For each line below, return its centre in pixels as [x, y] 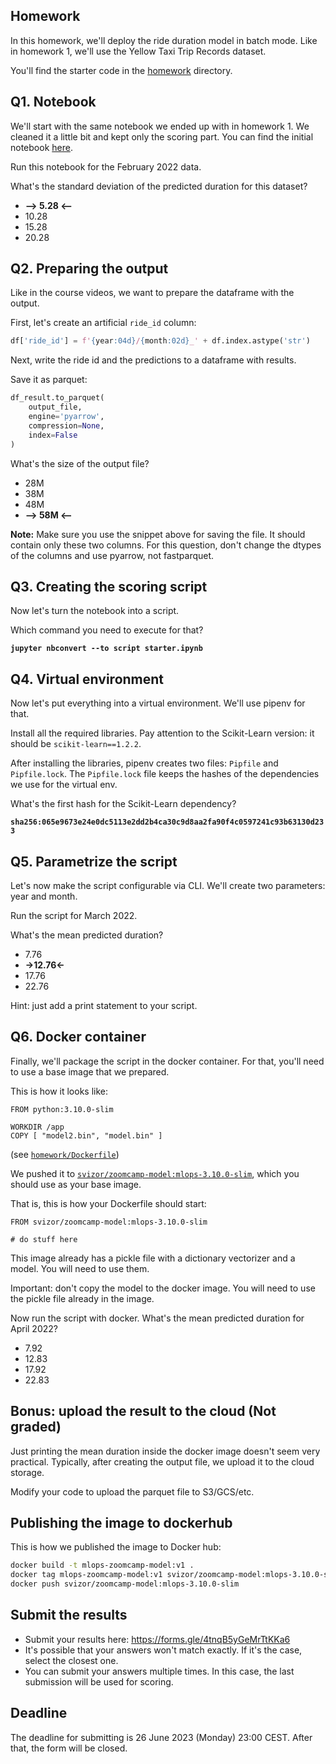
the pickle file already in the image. [82, 1298]
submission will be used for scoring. [99, 1681]
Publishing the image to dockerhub [121, 1523]
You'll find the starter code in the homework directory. [121, 70]
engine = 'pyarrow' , [66, 417]
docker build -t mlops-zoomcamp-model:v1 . [102, 1565]
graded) [36, 1427]
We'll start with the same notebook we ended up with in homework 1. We [160, 126]
